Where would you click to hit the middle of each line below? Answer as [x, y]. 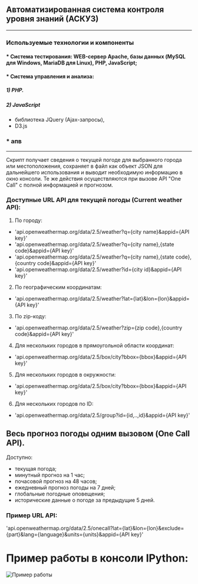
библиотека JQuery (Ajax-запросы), [60, 120]
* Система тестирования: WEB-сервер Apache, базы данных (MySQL [96, 57]
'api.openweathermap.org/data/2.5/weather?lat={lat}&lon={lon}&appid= [102, 298]
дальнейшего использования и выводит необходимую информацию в [94, 172]
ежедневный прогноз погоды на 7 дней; [65, 487]
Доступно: [19, 457]
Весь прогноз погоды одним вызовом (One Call [98, 434]
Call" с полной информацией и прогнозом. [60, 185]
